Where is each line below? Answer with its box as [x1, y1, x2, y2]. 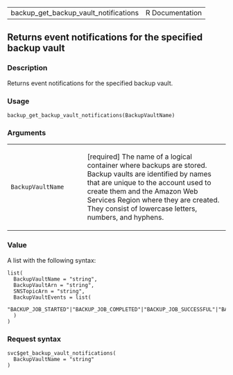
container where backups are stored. [87, 161, 207, 171]
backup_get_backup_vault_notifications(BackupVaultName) [7, 112, 175, 119]
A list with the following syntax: [7, 256, 96, 264]
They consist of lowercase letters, [87, 204, 198, 213]
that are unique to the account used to [87, 178, 212, 188]
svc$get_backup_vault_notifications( [7, 349, 116, 356]
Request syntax [7, 334, 61, 344]
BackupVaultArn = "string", [13, 281, 95, 288]
